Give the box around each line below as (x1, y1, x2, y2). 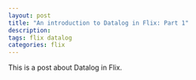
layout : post (8, 11, 51, 20)
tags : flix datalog (8, 33, 73, 42)
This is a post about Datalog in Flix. (8, 63, 122, 72)
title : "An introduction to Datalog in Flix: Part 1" (8, 19, 190, 27)
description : (8, 26, 51, 34)
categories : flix (8, 41, 66, 49)
